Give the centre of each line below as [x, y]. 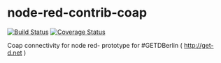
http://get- [199, 45]
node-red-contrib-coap [77, 13]
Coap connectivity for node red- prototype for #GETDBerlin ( [95, 45]
